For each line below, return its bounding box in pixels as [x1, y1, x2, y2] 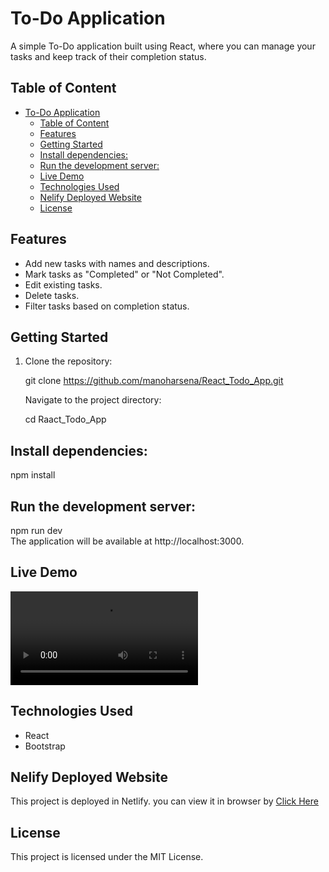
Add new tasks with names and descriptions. [24, 257, 210, 269]
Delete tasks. [24, 289, 80, 301]
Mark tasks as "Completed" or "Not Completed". [24, 268, 225, 280]
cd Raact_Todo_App [24, 413, 107, 426]
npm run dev [10, 525, 63, 536]
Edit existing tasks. [24, 278, 103, 291]
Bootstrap [24, 740, 66, 752]
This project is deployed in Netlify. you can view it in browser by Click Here [10, 795, 319, 807]
